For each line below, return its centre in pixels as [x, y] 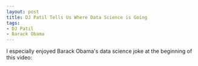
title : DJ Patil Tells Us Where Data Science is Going [77, 17]
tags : [13, 23]
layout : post [23, 12]
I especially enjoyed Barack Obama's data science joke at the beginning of [99, 51]
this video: [19, 58]
